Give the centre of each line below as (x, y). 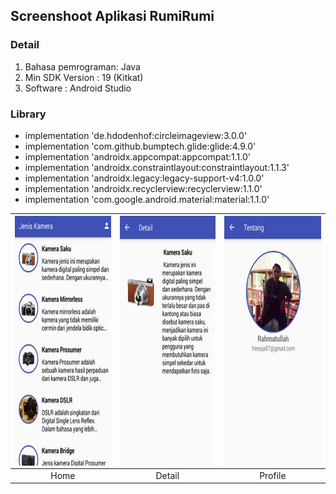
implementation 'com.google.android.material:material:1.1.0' (147, 199)
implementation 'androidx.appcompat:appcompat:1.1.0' (137, 156)
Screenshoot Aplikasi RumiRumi (112, 16)
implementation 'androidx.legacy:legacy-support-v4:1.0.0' (144, 178)
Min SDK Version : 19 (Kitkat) (84, 77)
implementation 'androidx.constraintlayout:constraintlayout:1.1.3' (157, 167)
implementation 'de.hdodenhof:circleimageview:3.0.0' (136, 135)
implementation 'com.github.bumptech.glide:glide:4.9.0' (140, 146)
